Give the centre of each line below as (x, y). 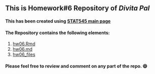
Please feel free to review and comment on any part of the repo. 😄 (76, 66)
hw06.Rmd (24, 44)
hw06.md (23, 49)
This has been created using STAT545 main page (58, 21)
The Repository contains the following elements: (57, 33)
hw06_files (24, 54)
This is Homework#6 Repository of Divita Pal (77, 8)
